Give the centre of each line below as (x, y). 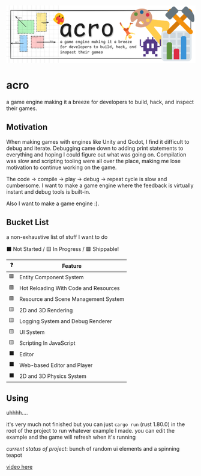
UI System (32, 332)
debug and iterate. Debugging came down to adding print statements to (95, 148)
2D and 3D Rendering (46, 310)
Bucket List (28, 222)
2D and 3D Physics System (53, 376)
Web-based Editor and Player (56, 365)
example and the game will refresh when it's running (71, 437)
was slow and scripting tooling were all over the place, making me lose (94, 161)
